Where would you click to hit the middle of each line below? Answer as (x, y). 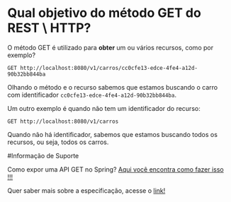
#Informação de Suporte (43, 155)
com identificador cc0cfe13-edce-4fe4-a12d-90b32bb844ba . (92, 95)
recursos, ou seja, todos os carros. (58, 142)
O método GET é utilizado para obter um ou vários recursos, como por (111, 47)
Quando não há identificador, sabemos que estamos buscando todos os (113, 134)
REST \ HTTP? (49, 28)
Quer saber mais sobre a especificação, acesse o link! (86, 190)
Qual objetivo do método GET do (105, 13)
